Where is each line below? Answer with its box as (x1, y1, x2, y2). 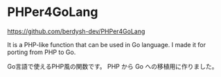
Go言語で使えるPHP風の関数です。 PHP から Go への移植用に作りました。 (7, 62, 218, 70)
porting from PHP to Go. (7, 48, 76, 56)
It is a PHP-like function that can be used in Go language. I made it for (7, 40, 206, 49)
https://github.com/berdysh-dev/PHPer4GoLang (7, 27, 145, 35)
